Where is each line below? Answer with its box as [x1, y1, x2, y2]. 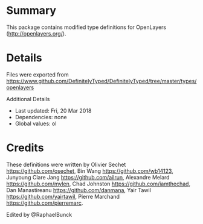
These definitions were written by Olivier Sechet [6, 161, 126, 168]
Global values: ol [14, 120, 57, 127]
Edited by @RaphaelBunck [6, 211, 72, 218]
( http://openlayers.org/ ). [6, 30, 66, 37]
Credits [6, 141, 44, 155]
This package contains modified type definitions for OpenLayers [6, 23, 167, 31]
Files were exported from [6, 70, 69, 78]
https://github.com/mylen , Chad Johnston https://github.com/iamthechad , [6, 180, 191, 187]
